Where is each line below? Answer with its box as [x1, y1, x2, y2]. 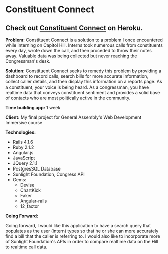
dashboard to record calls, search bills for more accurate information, [5, 73, 149, 79]
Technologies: [5, 129, 36, 135]
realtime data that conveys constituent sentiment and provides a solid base [5, 90, 160, 95]
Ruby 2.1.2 [12, 144, 34, 150]
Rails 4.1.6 [12, 139, 34, 145]
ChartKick [20, 187, 41, 193]
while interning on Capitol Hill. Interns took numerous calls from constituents [5, 42, 163, 48]
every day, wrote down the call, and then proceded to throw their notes [5, 48, 152, 53]
